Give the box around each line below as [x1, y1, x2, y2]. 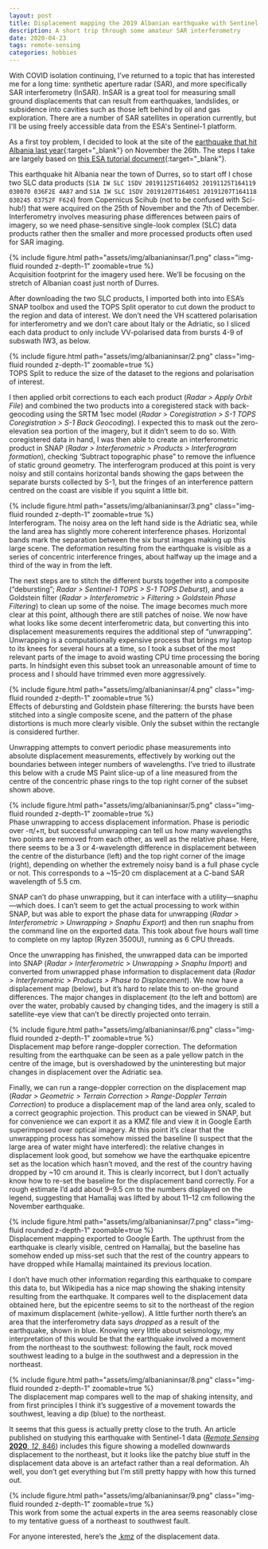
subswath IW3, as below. [9, 336, 91, 346]
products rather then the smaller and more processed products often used [9, 229, 253, 238]
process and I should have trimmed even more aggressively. [9, 670, 207, 678]
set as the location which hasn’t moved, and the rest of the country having [9, 1159, 253, 1168]
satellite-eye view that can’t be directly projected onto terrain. [9, 1010, 212, 1018]
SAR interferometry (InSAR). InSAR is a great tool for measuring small [9, 88, 236, 97]
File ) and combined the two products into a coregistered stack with [9, 401, 229, 410]
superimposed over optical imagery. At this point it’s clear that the [9, 1125, 225, 1134]
